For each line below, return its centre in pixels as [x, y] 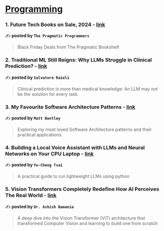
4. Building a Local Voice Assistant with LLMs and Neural [75, 147]
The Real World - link [31, 195]
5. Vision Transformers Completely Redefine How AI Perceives [82, 189]
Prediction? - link [26, 66]
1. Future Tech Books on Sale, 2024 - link [55, 25]
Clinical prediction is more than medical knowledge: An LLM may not [87, 89]
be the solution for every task [47, 94]
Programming [34, 9]
